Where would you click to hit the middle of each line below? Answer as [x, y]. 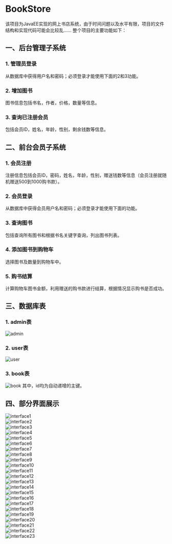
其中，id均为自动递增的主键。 [53, 386]
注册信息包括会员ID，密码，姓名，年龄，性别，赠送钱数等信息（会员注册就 [84, 175]
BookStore [28, 9]
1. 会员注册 [18, 163]
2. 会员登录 [19, 196]
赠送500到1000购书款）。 [36, 181]
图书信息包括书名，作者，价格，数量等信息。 [52, 103]
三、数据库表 [26, 306]
